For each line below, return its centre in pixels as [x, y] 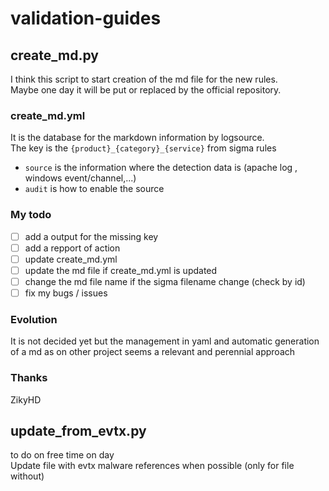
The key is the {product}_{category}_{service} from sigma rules [143, 148]
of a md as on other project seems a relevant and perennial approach [153, 352]
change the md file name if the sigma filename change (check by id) [165, 281]
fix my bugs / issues [66, 293]
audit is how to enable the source [94, 189]
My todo [31, 215]
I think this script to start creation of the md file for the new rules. [144, 79]
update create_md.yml [71, 259]
